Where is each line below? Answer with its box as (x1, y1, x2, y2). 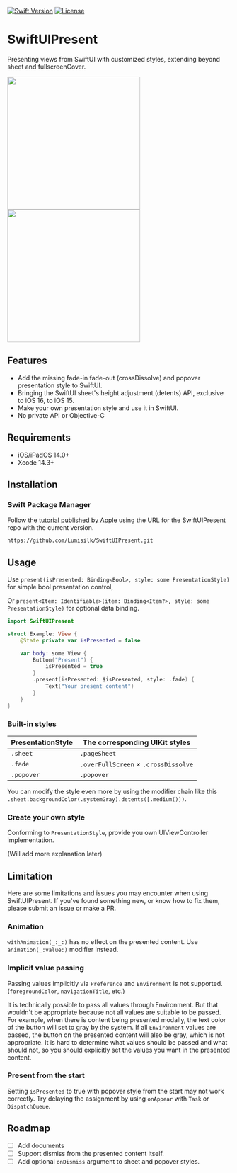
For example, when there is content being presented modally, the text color (7, 1015, 226, 1024)
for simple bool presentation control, (7, 583, 113, 591)
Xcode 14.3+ (17, 458, 54, 467)
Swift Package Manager (7, 499, 91, 509)
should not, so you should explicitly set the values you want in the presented (7, 1045, 231, 1054)
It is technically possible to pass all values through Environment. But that (7, 1000, 219, 1009)
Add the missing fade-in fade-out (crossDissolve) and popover (17, 373, 201, 382)
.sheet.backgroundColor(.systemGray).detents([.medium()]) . (7, 794, 187, 803)
